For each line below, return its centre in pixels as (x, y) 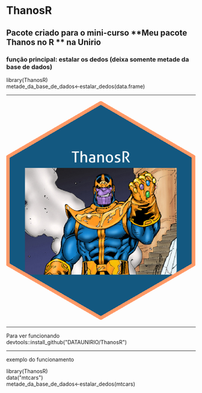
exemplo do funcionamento (40, 359)
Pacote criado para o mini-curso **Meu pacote (97, 33)
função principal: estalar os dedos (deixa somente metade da (98, 59)
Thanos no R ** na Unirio (54, 42)
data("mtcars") (25, 377)
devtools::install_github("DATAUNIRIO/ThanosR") (67, 342)
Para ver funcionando (33, 336)
